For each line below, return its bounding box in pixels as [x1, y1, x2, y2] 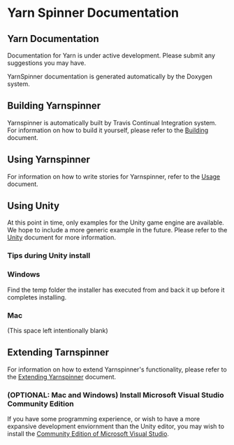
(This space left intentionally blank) [7, 326, 108, 334]
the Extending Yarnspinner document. [7, 372, 117, 381]
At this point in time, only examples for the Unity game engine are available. [7, 218, 225, 227]
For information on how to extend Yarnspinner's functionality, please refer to [7, 365, 227, 374]
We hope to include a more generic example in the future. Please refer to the [7, 226, 228, 234]
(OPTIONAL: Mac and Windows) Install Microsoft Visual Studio [7, 390, 224, 400]
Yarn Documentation [7, 33, 99, 45]
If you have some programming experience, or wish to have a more [7, 415, 200, 423]
